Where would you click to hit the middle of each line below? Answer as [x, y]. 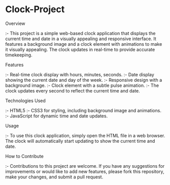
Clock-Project [35, 9]
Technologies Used [25, 101]
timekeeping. [19, 55]
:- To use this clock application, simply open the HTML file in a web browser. [85, 135]
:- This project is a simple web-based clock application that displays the [80, 33]
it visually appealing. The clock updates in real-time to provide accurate [80, 49]
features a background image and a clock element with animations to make [84, 44]
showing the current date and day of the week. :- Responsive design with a [84, 80]
